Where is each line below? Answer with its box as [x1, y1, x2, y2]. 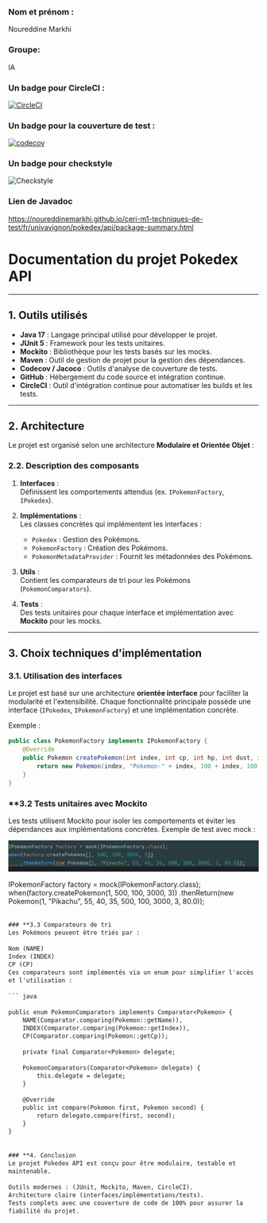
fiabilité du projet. [8, 1207, 80, 1215]
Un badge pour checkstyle [8, 158, 113, 169]
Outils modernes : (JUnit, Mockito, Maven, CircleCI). [8, 1183, 194, 1191]
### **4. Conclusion [8, 1151, 77, 1159]
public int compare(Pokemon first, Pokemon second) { [22, 1104, 204, 1112]
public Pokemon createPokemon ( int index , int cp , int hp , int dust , [22, 754, 254, 762]
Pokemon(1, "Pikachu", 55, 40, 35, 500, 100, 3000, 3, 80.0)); [8, 897, 205, 907]
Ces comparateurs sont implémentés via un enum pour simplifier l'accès [8, 969, 254, 976]
